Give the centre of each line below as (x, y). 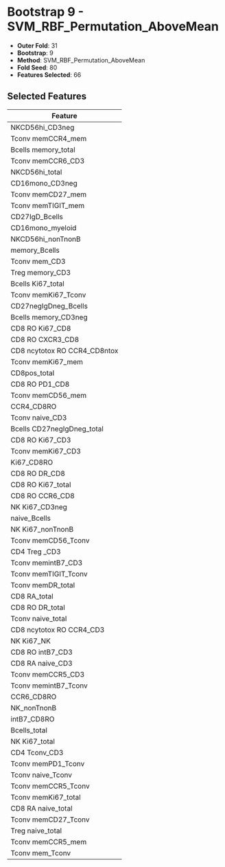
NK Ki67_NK (31, 641)
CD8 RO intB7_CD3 (42, 652)
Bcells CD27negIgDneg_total (57, 429)
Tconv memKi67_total (46, 797)
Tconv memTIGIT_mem (48, 205)
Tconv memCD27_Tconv (50, 820)
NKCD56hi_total (36, 172)
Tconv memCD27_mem (49, 194)
